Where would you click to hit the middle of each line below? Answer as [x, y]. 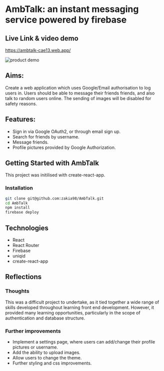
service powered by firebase [66, 20]
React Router [26, 245]
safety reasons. [21, 103]
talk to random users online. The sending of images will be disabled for [78, 98]
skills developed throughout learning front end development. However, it [79, 307]
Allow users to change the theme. [47, 358]
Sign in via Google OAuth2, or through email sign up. [66, 131]
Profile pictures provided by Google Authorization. [64, 147]
